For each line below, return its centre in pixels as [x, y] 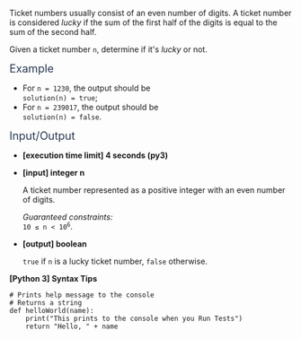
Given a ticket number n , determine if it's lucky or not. [109, 49]
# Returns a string [46, 303]
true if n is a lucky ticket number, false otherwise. [115, 261]
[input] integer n [53, 173]
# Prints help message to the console [82, 295]
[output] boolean [54, 244]
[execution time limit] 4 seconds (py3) [95, 155]
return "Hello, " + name [72, 326]
